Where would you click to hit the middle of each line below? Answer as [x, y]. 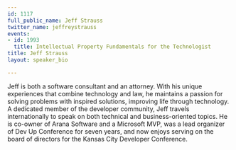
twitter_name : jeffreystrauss [52, 27]
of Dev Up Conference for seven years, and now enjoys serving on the [111, 131]
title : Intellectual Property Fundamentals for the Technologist [113, 47]
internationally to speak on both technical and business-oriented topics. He [118, 116]
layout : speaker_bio [38, 60]
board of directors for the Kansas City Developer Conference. [98, 139]
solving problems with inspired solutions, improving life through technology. [118, 101]
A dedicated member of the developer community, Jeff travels [98, 109]
